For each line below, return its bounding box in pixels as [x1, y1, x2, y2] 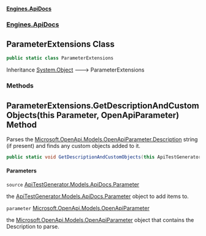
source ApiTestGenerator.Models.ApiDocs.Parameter [6, 181, 140, 188]
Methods [6, 81, 34, 90]
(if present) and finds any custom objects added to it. [6, 142, 141, 149]
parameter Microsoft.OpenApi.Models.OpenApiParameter [6, 205, 150, 212]
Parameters [6, 167, 37, 174]
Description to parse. [6, 223, 59, 230]
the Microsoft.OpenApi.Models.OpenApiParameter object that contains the [6, 216, 194, 224]
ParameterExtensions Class [6, 39, 115, 49]
